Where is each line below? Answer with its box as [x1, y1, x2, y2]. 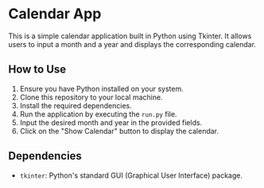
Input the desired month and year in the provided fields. [19, 117, 203, 127]
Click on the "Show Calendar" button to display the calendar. [19, 126, 219, 135]
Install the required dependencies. [19, 100, 133, 110]
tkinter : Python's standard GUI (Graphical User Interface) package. [19, 170, 243, 180]
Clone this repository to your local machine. [19, 92, 163, 102]
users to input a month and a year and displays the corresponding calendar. [8, 39, 257, 49]
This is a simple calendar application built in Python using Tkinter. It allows [8, 31, 252, 41]
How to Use [8, 63, 67, 76]
